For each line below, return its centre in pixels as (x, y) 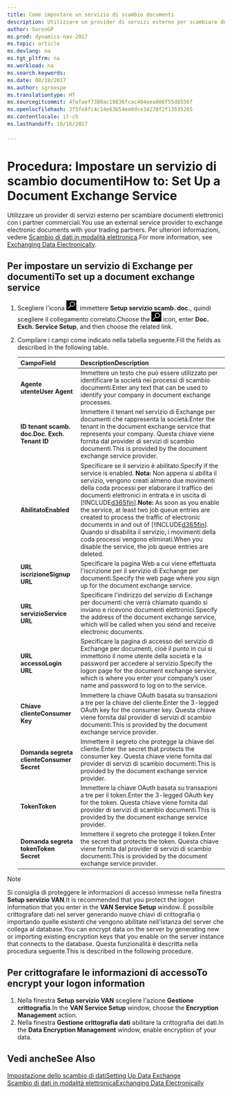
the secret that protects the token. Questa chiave (149, 842)
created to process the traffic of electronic (141, 517)
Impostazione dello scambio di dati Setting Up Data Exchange (94, 1075)
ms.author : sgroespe (37, 87)
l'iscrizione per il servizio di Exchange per (139, 571)
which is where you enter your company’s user (146, 678)
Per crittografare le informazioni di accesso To (107, 973)
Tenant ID (35, 441)
